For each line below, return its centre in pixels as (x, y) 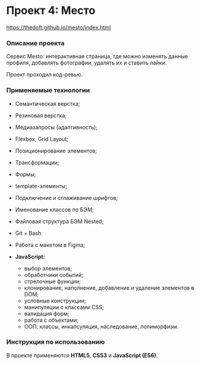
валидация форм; (47, 313)
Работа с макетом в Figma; (50, 245)
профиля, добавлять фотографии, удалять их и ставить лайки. (87, 63)
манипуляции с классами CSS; (64, 307)
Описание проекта (35, 43)
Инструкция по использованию (55, 342)
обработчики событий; (54, 275)
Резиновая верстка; (41, 115)
